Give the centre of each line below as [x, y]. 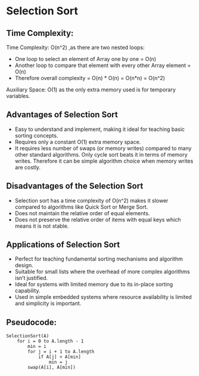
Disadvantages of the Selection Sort [75, 186]
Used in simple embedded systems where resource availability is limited [103, 297]
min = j [58, 362]
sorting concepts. [36, 135]
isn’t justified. [31, 278]
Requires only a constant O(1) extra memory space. [78, 142]
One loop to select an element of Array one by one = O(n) [85, 59]
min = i [37, 347]
